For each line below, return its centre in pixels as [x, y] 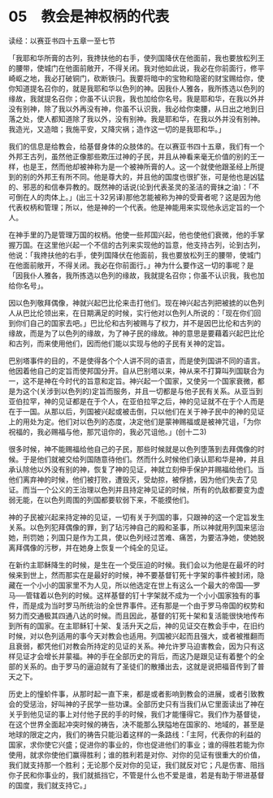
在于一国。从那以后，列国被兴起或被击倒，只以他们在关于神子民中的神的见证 [136, 411]
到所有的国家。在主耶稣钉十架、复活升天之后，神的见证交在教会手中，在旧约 [136, 626]
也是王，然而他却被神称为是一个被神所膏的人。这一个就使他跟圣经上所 [140, 167]
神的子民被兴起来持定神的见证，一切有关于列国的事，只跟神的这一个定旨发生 [136, 517]
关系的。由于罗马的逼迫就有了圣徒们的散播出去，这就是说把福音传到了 [140, 666]
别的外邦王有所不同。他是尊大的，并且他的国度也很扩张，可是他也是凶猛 [143, 176]
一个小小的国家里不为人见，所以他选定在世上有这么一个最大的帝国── [138, 585]
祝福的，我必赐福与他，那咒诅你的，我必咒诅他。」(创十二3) [108, 432]
